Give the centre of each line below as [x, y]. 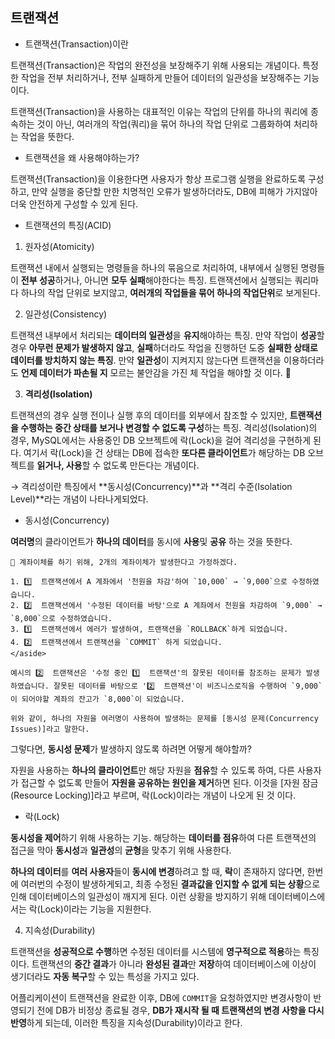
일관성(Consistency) [66, 314]
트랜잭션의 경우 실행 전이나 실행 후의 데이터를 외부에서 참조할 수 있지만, [149, 415]
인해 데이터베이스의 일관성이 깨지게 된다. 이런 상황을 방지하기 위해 [138, 896]
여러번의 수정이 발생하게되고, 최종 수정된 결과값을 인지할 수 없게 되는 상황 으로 [170, 884]
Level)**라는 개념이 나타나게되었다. [79, 499]
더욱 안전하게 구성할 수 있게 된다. [74, 204]
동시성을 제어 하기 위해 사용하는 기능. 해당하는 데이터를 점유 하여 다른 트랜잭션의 [163, 837]
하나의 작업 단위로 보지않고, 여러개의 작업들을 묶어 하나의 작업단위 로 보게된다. [170, 292]
